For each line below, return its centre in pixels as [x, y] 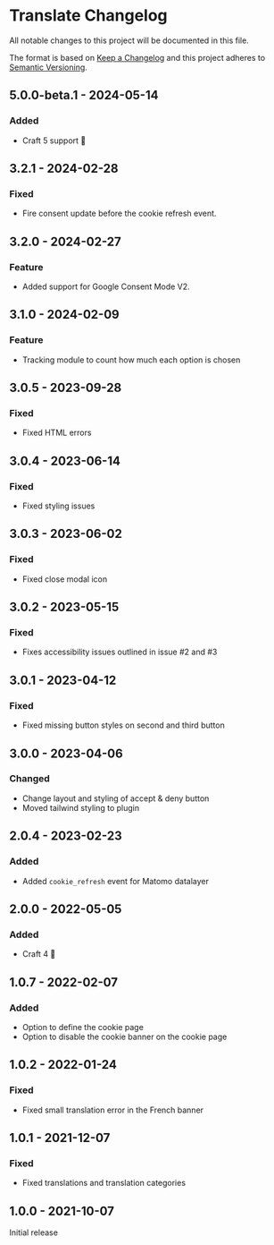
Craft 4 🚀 [39, 954]
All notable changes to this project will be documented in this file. [129, 40]
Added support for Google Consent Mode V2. [106, 286]
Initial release [33, 1232]
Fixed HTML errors [57, 433]
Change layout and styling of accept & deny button [116, 798]
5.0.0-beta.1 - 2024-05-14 [84, 95]
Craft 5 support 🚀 [54, 141]
